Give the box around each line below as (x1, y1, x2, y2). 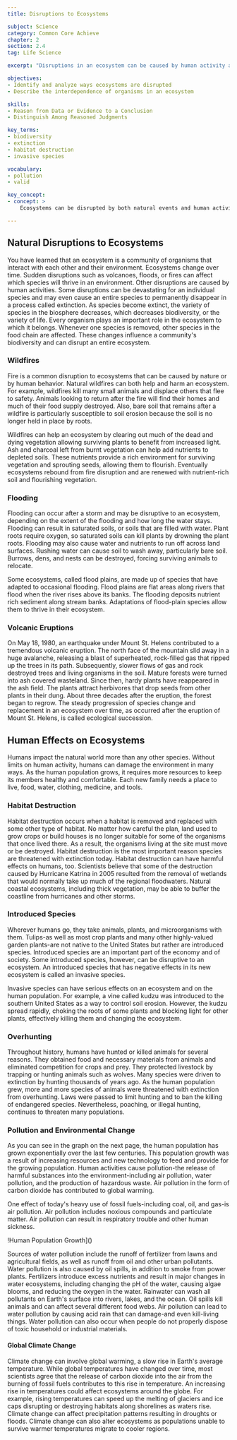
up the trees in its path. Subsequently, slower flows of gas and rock (7, 661, 203, 670)
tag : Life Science (7, 49, 61, 56)
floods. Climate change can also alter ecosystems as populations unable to (7, 1417, 226, 1425)
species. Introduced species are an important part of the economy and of (7, 947, 221, 956)
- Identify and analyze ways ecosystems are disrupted (7, 81, 172, 88)
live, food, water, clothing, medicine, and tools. (7, 783, 143, 791)
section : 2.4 (7, 43, 46, 50)
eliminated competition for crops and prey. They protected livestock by (7, 1063, 214, 1072)
